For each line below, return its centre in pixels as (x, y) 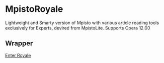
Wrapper (19, 44)
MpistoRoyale (34, 9)
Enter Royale (18, 55)
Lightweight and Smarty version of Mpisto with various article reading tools (82, 23)
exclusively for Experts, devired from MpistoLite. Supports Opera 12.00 (78, 28)
